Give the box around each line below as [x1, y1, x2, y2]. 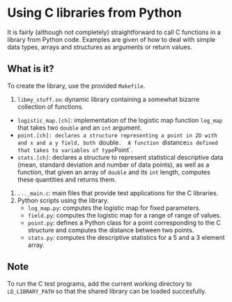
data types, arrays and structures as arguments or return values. [7, 43, 193, 51]
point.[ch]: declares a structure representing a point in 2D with [17, 132, 217, 139]
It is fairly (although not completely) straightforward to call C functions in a [7, 28, 221, 36]
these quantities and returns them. [17, 175, 116, 183]
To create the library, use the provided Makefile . [7, 82, 146, 90]
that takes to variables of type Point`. [17, 145, 133, 154]
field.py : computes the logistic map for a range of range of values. [27, 211, 222, 219]
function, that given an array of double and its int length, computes [17, 167, 210, 176]
